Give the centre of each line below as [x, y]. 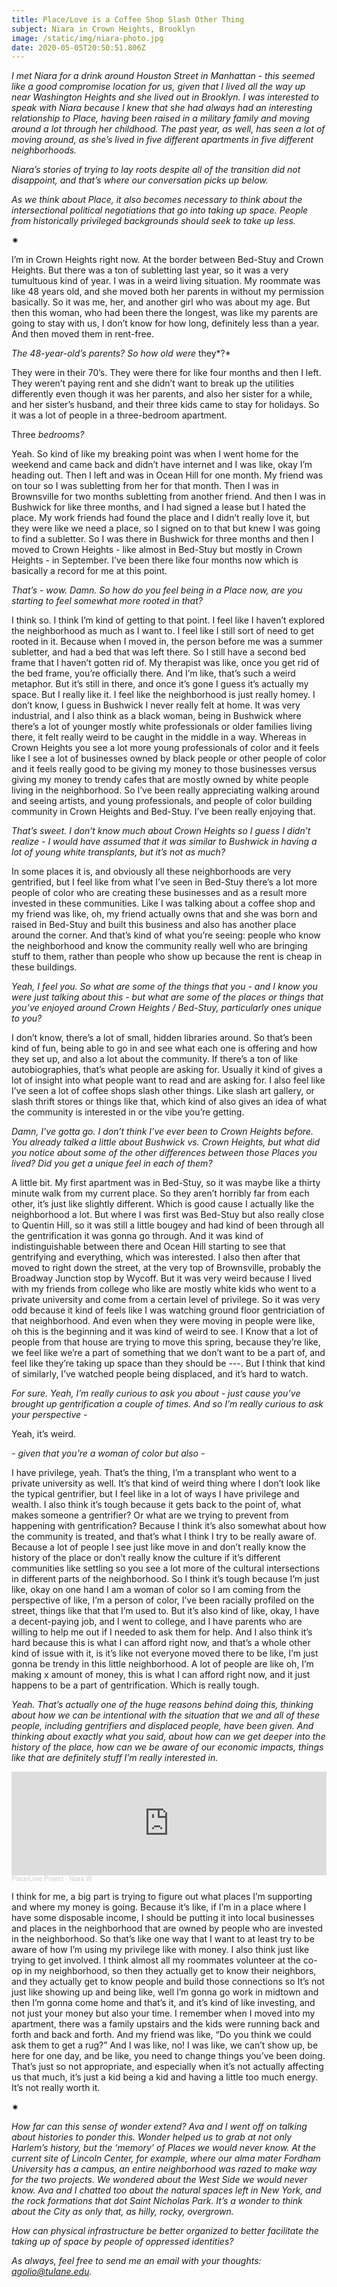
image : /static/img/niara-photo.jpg [87, 38]
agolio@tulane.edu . [52, 2272]
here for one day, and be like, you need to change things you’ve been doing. [168, 2056]
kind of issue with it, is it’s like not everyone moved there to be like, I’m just [165, 1653]
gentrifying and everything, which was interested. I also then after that [156, 1257]
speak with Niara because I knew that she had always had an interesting [162, 108]
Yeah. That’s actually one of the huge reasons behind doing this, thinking [162, 1705]
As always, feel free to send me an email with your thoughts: [136, 2261]
